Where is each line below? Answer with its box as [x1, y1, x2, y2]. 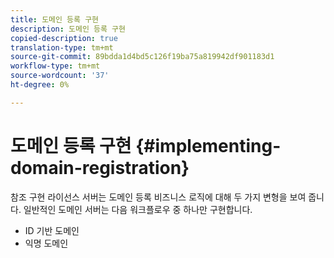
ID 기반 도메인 [24, 224, 80, 236]
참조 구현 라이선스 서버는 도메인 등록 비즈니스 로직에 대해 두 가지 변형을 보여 [10, 191, 307, 203]
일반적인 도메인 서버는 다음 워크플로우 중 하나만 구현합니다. [23, 203, 253, 215]
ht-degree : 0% [10, 80, 70, 90]
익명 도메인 [24, 237, 69, 249]
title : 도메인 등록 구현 [10, 14, 100, 25]
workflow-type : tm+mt [10, 61, 101, 71]
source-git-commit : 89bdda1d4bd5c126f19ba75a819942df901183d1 [10, 52, 275, 62]
